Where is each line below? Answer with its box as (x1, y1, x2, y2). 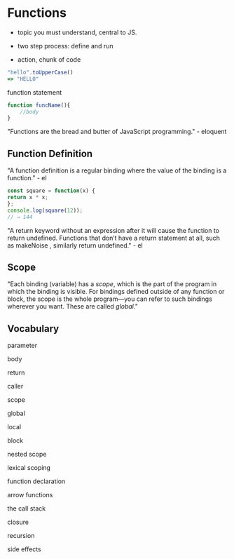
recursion (7, 532, 35, 540)
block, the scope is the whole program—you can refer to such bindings (7, 295, 212, 303)
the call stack (7, 504, 46, 513)
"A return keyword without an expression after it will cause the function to (7, 226, 219, 234)
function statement (7, 88, 62, 96)
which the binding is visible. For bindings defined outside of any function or (7, 288, 225, 296)
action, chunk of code (17, 55, 81, 64)
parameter (7, 342, 38, 350)
